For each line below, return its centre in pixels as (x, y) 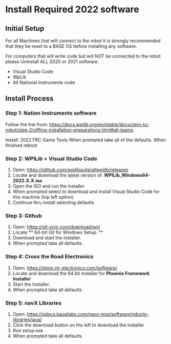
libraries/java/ (27, 319)
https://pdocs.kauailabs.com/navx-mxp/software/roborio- (88, 314)
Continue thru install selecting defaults (54, 202)
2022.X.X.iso (27, 180)
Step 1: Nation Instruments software (51, 113)
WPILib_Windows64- (127, 175)
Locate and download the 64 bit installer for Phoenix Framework (81, 273)
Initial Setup (25, 28)
